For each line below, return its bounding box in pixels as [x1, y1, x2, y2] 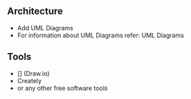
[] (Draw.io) [17, 69, 50, 78]
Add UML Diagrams [17, 23, 74, 32]
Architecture [7, 5, 64, 17]
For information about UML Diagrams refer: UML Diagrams [17, 31, 185, 39]
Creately [17, 76, 42, 85]
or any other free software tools [17, 84, 108, 92]
